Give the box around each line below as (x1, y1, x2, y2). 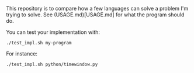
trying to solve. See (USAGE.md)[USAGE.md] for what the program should (6, 11, 185, 18)
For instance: (6, 50, 38, 57)
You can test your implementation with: (6, 29, 101, 36)
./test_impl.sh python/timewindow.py (6, 61, 98, 67)
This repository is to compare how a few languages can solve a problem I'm (6, 5, 189, 12)
